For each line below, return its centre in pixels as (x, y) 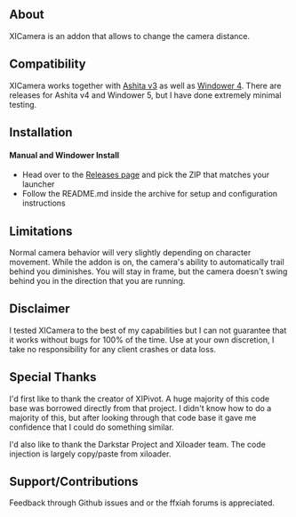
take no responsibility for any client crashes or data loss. (112, 349)
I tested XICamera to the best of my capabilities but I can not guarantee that (148, 330)
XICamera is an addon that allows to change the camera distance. (130, 36)
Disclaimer (40, 309)
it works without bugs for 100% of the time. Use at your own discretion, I (142, 339)
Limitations (41, 231)
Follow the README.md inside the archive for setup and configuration (150, 194)
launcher (38, 184)
